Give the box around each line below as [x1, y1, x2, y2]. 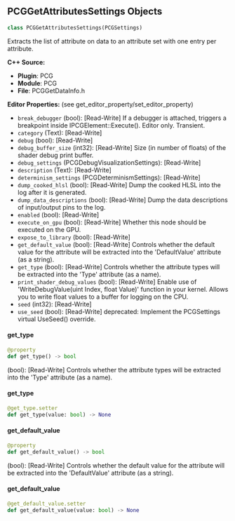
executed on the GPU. [17, 225, 81, 234]
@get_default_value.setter [7, 500, 86, 507]
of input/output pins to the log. [17, 203, 106, 211]
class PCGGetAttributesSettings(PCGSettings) [7, 24, 142, 31]
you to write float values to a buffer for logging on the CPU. [17, 292, 189, 301]
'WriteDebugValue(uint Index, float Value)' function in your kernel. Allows [17, 285, 229, 293]
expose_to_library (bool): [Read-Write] [17, 233, 131, 241]
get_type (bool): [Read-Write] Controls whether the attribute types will [17, 262, 220, 271]
